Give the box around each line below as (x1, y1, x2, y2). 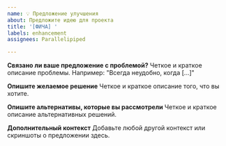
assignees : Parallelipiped (7, 36, 86, 43)
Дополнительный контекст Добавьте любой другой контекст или (7, 124, 206, 132)
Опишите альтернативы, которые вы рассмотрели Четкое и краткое (7, 103, 218, 111)
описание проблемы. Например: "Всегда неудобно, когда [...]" (7, 69, 195, 77)
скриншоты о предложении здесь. (7, 131, 110, 140)
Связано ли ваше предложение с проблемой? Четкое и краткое (7, 61, 202, 70)
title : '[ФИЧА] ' (7, 23, 58, 30)
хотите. (7, 90, 29, 98)
